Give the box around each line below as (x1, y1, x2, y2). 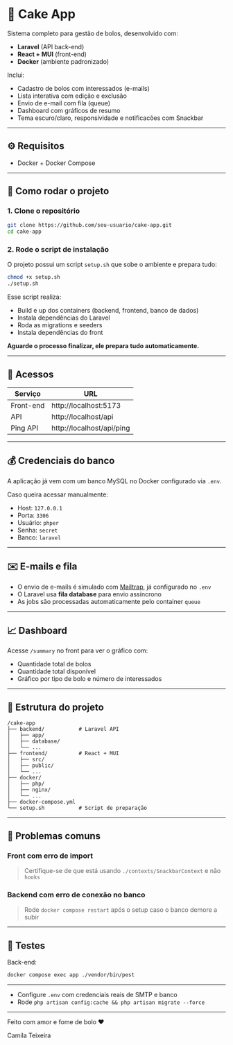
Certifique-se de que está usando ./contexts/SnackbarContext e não (24, 866, 221, 874)
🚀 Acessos (7, 368, 54, 380)
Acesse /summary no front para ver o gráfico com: (7, 646, 148, 655)
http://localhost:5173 (51, 401, 121, 411)
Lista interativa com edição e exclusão (17, 92, 127, 100)
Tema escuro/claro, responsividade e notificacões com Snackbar (17, 114, 204, 122)
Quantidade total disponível (17, 667, 96, 675)
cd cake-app (7, 228, 42, 235)
